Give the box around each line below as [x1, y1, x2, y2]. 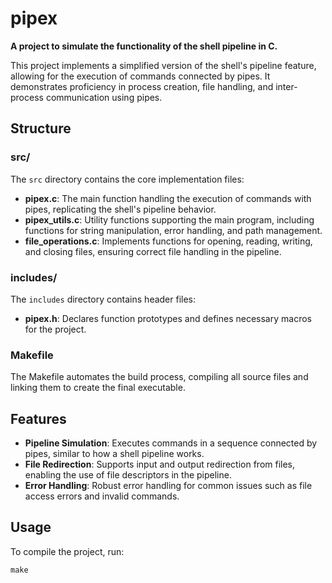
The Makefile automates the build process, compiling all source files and [10, 371, 309, 383]
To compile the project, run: [10, 545, 125, 557]
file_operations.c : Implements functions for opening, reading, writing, [24, 235, 313, 247]
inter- [275, 80, 298, 92]
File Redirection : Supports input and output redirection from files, [24, 458, 296, 471]
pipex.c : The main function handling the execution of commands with [24, 192, 312, 204]
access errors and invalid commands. [24, 490, 180, 502]
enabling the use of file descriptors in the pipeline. [24, 469, 232, 481]
